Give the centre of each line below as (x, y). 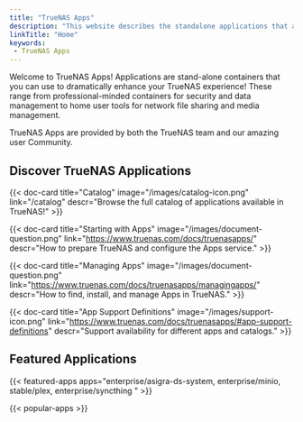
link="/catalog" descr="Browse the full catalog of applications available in (147, 202)
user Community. (41, 142)
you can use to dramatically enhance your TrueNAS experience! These (141, 87)
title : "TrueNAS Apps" (52, 18)
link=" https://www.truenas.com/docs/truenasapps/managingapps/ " (135, 284)
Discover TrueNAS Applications (101, 171)
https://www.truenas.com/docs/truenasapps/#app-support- (181, 321)
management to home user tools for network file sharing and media (134, 105)
